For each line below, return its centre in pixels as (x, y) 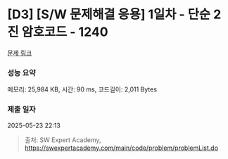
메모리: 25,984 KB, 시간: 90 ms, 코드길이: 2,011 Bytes (82, 89)
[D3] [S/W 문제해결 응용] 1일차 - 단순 (109, 14)
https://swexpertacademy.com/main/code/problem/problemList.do (121, 148)
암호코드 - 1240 (65, 32)
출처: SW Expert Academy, (63, 140)
